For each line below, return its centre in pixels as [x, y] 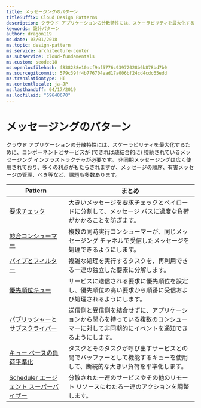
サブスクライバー [33, 328]
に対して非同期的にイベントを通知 [128, 328]
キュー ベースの [31, 353]
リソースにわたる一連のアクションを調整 [133, 386]
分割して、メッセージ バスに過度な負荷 [135, 211]
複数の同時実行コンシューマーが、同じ [122, 231]
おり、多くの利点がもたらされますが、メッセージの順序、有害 [103, 167]
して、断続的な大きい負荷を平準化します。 [128, 366]
